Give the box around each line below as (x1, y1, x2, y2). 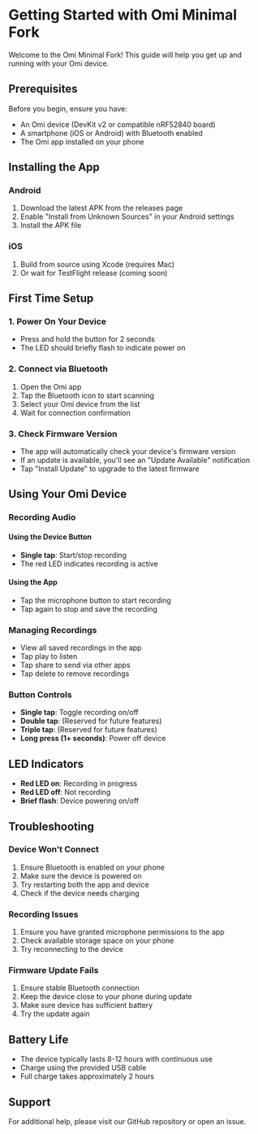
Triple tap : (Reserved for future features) (19, 725, 157, 735)
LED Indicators (8, 757, 84, 770)
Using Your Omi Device (8, 487, 127, 501)
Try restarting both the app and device (19, 879, 149, 889)
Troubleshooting (8, 819, 95, 833)
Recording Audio (8, 512, 76, 523)
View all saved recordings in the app (19, 643, 142, 652)
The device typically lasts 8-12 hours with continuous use (19, 1054, 213, 1064)
